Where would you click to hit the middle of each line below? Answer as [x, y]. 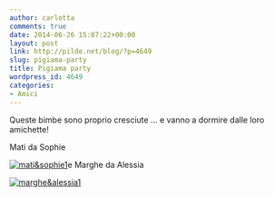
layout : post [34, 43]
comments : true [38, 26]
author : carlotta [42, 18]
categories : [32, 85]
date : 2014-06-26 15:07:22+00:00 [73, 34]
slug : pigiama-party [49, 60]
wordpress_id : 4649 [46, 77]
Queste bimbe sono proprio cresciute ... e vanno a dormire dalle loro [137, 120]
